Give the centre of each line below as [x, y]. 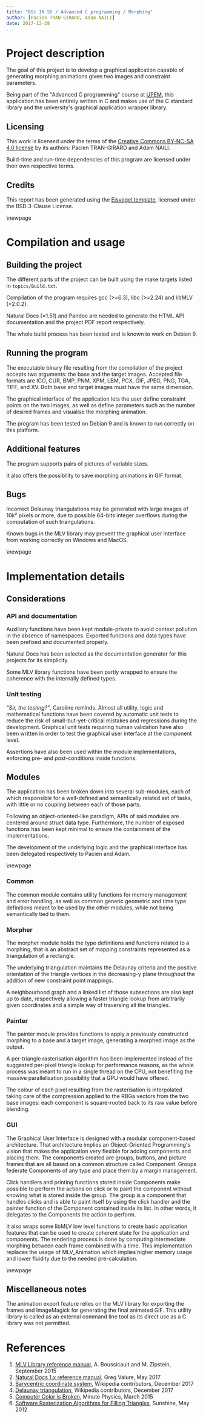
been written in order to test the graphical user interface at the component [99, 733]
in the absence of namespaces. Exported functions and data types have [96, 636]
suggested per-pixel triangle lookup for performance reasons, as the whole [100, 1065]
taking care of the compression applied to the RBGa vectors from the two [98, 1096]
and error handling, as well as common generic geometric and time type [96, 901]
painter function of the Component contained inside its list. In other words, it [101, 1208]
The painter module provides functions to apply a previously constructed [97, 1034]
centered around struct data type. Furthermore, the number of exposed [95, 823]
